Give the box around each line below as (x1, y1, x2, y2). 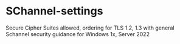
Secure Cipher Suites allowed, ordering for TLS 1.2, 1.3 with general (5, 24, 175, 31)
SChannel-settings (5, 4, 103, 18)
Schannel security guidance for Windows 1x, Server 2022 (5, 30, 150, 37)
